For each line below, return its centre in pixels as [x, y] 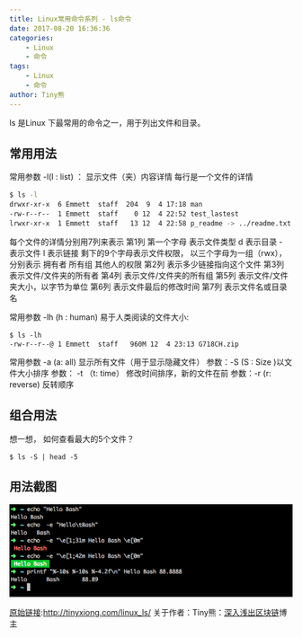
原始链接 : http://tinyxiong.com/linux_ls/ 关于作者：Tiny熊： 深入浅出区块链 [145, 613]
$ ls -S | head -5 [44, 457]
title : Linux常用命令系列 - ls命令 [71, 19]
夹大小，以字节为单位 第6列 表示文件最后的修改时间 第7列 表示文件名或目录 [148, 287]
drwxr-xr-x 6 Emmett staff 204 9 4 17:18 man [106, 205]
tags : [19, 66]
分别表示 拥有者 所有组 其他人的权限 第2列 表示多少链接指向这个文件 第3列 [147, 264]
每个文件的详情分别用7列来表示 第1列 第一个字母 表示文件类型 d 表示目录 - [146, 242]
